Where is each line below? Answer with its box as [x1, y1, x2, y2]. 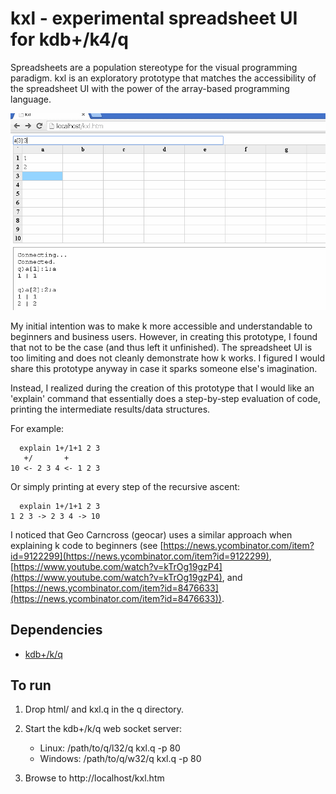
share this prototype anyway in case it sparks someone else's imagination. [10, 362, 318, 374]
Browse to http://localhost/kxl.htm [24, 772, 165, 784]
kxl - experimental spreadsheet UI [10, 7, 298, 30]
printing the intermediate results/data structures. [10, 403, 211, 415]
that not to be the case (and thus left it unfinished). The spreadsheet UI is [10, 341, 313, 353]
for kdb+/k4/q [10, 28, 129, 51]
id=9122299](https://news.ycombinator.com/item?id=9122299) [10, 550, 270, 562]
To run [10, 677, 52, 694]
